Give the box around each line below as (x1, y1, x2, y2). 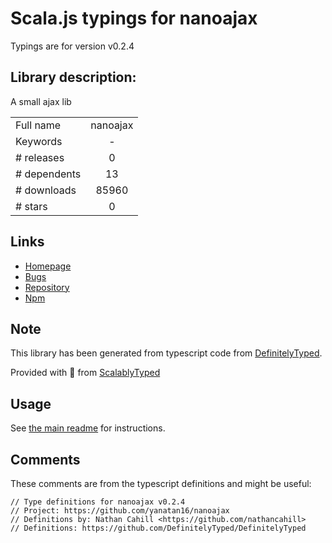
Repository (24, 281, 70, 293)
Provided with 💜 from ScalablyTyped (10, 367, 161, 379)
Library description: (10, 69, 137, 86)
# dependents (15, 167, 82, 181)
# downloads (15, 183, 77, 197)
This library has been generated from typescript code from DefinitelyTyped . (10, 347, 323, 359)
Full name (15, 118, 62, 132)
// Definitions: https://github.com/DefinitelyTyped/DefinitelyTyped (10, 523, 307, 533)
